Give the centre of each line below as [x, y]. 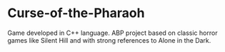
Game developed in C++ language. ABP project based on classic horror [112, 33]
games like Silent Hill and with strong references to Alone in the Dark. [109, 40]
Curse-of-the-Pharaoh [76, 13]
